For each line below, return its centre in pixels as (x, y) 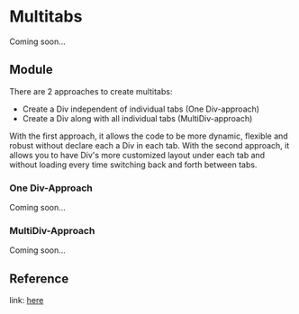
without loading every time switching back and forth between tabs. (133, 165)
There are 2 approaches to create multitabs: (91, 91)
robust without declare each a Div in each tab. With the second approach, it (149, 145)
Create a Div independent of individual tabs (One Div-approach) (140, 109)
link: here (27, 301)
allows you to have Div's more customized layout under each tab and (137, 155)
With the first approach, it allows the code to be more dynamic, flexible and (149, 136)
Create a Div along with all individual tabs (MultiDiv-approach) (137, 118)
